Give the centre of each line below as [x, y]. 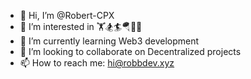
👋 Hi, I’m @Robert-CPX [67, 15]
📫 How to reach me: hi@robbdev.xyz [97, 63]
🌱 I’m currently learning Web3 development [109, 41]
